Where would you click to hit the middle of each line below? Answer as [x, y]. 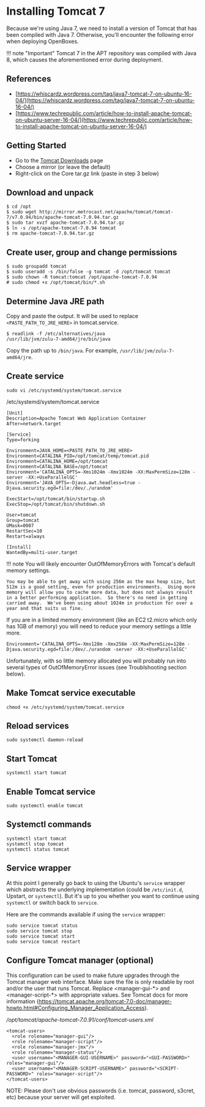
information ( [23, 1001]
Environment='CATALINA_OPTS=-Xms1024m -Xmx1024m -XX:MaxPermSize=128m [98, 472]
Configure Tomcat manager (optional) [80, 961]
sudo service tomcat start [41, 936]
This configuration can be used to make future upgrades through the [93, 975]
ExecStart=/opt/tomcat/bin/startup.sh [56, 499]
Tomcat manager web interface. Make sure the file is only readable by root [100, 981]
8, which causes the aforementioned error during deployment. [85, 59]
